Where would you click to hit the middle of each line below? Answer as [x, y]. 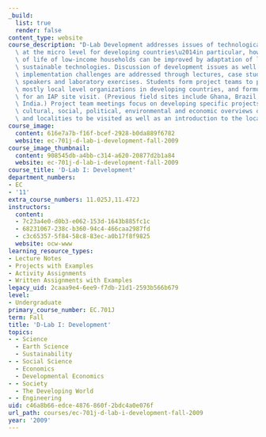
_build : [21, 15]
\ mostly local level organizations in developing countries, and [127, 89]
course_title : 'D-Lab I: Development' [72, 170]
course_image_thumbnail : [49, 148]
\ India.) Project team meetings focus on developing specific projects [138, 104]
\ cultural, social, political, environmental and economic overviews [134, 112]
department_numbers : [42, 178]
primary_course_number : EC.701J [61, 310]
